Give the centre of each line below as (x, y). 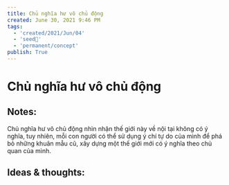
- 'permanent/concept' (46, 46)
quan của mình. (29, 150)
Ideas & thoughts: (46, 173)
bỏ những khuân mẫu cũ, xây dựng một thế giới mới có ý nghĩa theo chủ (110, 143)
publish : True (28, 53)
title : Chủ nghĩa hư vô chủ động (55, 14)
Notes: (22, 112)
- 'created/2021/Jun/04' (49, 33)
